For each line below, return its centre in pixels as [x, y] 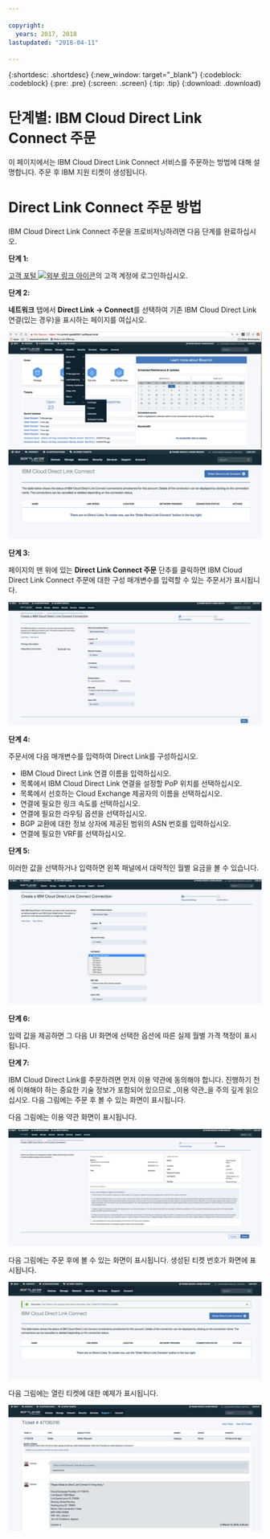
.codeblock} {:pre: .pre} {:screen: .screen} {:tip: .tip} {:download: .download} [135, 84]
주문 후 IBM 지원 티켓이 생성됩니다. [93, 172]
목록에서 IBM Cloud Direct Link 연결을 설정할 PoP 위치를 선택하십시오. [131, 784]
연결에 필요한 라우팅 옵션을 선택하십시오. [83, 814]
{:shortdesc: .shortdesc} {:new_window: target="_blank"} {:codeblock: [125, 75]
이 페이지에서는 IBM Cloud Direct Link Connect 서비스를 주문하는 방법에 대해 [130, 162]
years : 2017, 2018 [47, 34]
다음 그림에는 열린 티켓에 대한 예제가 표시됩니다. [84, 1393]
